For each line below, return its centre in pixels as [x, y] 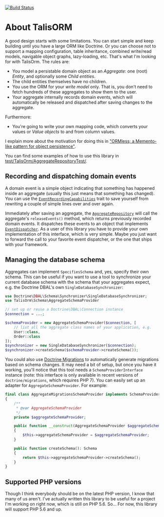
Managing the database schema [55, 260]
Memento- [146, 141]
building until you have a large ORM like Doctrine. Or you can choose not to [81, 46]
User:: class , [27, 332]
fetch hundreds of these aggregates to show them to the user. [74, 92]
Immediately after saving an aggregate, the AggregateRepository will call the [81, 213]
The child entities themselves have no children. [60, 81]
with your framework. [27, 244]
